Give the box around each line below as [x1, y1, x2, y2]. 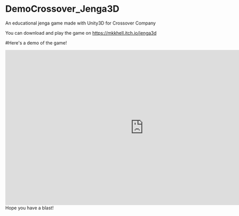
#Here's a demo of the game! [5, 39, 67, 46]
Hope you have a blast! [5, 205, 54, 211]
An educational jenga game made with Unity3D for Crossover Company [5, 20, 156, 26]
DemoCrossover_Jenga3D [5, 3, 119, 15]
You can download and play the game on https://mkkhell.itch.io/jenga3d [5, 30, 157, 36]
